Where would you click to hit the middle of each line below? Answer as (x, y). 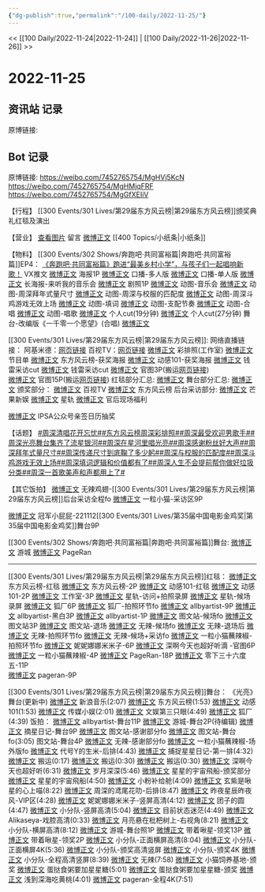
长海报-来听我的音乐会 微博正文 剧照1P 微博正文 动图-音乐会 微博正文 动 (140, 284)
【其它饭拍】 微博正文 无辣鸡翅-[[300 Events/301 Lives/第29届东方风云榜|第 (132, 489)
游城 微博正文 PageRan (54, 553)
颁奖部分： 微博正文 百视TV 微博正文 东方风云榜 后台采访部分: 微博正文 (132, 390)
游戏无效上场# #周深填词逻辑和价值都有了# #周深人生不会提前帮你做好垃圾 (134, 463)
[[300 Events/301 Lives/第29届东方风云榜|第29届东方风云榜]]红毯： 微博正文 (132, 576)
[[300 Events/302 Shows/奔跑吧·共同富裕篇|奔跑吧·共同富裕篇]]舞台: (119, 542)
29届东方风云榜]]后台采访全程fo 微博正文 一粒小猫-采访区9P (106, 499)
